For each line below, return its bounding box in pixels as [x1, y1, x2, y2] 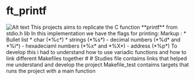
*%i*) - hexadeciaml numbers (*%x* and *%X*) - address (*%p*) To [6, 42, 177, 49]
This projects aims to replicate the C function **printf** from [30, 24, 178, 31]
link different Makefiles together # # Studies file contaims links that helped [6, 55, 187, 62]
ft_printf [6, 4, 47, 18]
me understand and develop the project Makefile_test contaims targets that [6, 61, 189, 68]
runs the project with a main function [6, 67, 96, 74]
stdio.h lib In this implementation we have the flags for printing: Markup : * [6, 29, 187, 36]
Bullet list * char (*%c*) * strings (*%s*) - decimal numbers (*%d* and [6, 36, 181, 43]
